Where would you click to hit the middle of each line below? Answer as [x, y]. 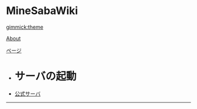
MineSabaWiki [42, 11]
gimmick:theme [25, 27]
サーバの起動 [45, 76]
